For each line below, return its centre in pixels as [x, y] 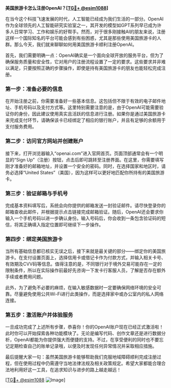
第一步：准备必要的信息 [34, 89]
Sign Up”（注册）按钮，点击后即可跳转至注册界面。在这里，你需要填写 [90, 159]
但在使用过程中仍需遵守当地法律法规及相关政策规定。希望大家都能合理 [88, 363]
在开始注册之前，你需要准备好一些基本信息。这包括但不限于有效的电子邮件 [83, 101]
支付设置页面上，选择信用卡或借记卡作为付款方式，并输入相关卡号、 [94, 258]
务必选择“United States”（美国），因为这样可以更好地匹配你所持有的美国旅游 [85, 172]
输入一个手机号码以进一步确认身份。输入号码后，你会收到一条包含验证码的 [83, 218]
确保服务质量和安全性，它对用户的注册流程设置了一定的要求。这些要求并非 [83, 62]
